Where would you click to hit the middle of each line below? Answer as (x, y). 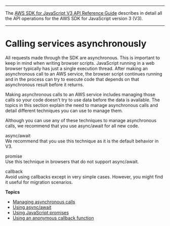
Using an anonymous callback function (53, 218)
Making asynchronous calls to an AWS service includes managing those (80, 94)
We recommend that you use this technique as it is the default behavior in (82, 141)
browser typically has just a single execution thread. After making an (77, 68)
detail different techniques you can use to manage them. (64, 110)
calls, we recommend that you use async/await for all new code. (72, 126)
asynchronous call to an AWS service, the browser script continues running (84, 73)
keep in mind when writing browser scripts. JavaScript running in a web (80, 63)
